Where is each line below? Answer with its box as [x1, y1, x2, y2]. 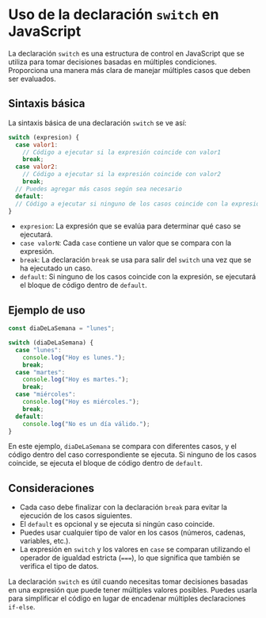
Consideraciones [8, 482, 95, 495]
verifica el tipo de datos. [19, 562, 99, 571]
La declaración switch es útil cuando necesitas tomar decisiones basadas [8, 577, 249, 586]
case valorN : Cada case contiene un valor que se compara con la [19, 238, 232, 248]
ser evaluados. [8, 74, 57, 83]
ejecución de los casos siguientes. [19, 511, 133, 520]
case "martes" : [15, 368, 66, 376]
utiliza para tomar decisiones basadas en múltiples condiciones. [8, 57, 218, 67]
